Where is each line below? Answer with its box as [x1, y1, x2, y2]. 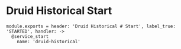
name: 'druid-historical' [17, 38, 81, 44]
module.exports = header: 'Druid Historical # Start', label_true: [6, 23, 176, 29]
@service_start [11, 33, 49, 39]
